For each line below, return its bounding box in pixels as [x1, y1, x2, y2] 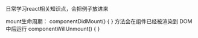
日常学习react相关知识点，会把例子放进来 [5, 5, 109, 12]
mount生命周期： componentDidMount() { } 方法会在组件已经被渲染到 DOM [5, 18, 193, 25]
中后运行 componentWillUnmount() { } [5, 26, 100, 32]
